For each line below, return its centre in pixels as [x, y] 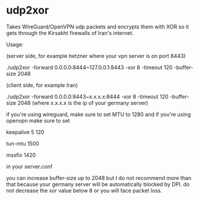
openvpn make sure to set [38, 120]
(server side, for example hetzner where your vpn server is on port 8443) [96, 56]
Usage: [15, 44]
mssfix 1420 [21, 155]
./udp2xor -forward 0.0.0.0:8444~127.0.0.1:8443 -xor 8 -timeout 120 [89, 67]
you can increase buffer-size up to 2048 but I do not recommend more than [99, 178]
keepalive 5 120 [25, 132]
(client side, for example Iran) [42, 85]
